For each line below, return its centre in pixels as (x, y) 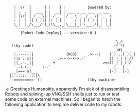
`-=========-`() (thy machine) (63, 80)
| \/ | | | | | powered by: (63, 7)
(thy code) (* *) (68, 46)
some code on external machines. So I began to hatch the (63, 99)
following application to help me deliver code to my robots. (64, 104)
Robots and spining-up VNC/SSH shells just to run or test (62, 94)
